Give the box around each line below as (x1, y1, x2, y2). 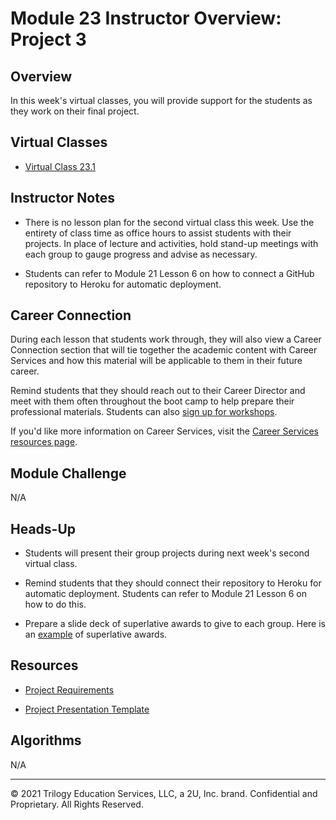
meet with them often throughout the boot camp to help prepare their (10, 395, 295, 407)
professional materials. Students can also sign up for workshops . (10, 406, 278, 418)
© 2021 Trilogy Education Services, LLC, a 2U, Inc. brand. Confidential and (10, 787, 318, 799)
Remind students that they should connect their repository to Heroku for (24, 577, 322, 589)
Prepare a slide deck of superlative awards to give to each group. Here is (24, 618, 327, 630)
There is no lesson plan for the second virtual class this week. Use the (24, 216, 315, 228)
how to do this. (24, 598, 87, 611)
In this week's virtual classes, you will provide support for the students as (10, 95, 313, 106)
